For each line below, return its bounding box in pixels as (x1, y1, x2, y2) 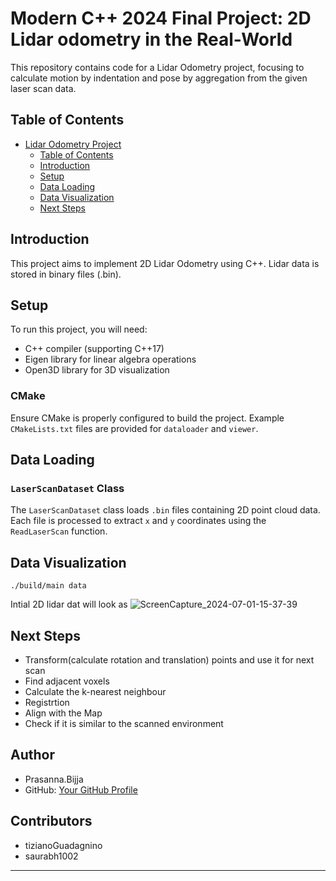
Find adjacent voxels (24, 675, 110, 687)
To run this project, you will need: (10, 323, 148, 336)
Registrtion (24, 696, 70, 708)
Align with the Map (24, 707, 103, 719)
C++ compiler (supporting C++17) (24, 343, 165, 355)
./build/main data (10, 581, 87, 591)
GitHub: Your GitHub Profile (24, 783, 138, 796)
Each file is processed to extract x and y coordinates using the (10, 515, 267, 527)
